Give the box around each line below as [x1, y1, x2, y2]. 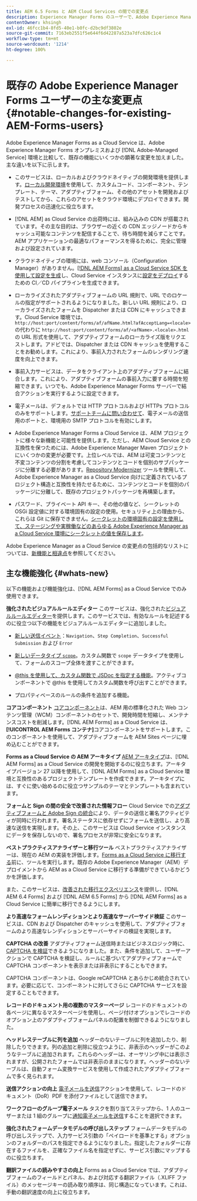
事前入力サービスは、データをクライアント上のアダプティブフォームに [14, 368, 184, 375]
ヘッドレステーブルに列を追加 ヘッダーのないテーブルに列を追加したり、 [6, 1036, 182, 1043]
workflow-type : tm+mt [6, 36, 59, 42]
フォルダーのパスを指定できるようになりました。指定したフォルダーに [16, 1139, 186, 1146]
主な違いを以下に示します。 [6, 161, 73, 168]
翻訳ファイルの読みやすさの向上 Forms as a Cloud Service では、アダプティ [6, 1166, 189, 1173]
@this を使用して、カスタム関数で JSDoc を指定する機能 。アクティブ [14, 671, 182, 678]
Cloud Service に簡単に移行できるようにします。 [6, 900, 124, 907]
